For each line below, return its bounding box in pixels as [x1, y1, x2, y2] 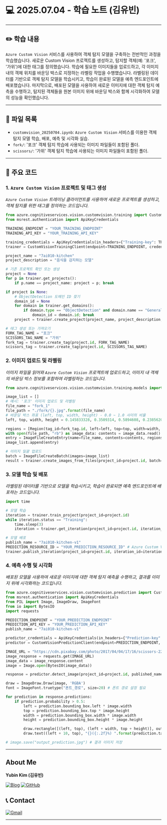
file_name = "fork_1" [5, 404, 50, 409]
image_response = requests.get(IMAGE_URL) [5, 654, 94, 659]
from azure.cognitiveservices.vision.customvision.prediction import [5, 590, 152, 595]
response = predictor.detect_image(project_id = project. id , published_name [5, 672, 163, 677]
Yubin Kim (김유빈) [5, 772, 44, 778]
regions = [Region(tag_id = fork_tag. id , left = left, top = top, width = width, [5, 426, 161, 431]
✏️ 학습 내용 [5, 35, 40, 44]
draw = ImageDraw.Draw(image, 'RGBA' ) [5, 681, 85, 686]
